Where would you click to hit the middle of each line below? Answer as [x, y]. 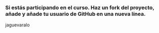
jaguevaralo [18, 25]
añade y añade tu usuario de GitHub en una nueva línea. [75, 14]
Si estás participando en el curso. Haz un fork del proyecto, [80, 8]
